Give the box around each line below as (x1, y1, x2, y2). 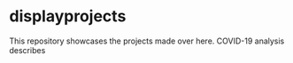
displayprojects (9, 6, 127, 27)
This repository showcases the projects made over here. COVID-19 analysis (9, 35, 285, 46)
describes (9, 44, 46, 55)
